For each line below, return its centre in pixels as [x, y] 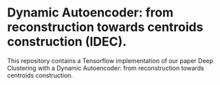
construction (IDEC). [67, 42]
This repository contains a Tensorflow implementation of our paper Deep [110, 60]
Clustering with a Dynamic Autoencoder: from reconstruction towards [106, 68]
